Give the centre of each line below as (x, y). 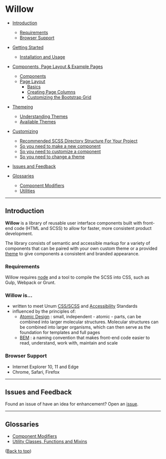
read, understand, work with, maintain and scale (69, 343)
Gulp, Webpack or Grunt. (30, 283)
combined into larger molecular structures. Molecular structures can (89, 322)
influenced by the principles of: (44, 311)
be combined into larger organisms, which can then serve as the (85, 327)
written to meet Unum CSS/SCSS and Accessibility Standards (75, 306)
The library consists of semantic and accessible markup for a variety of (78, 243)
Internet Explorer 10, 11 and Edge (45, 367)
